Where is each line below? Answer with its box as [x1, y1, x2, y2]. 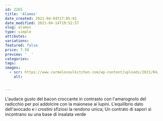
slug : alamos [5, 25, 32, 30]
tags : [5, 61, 16, 66]
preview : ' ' [5, 52, 34, 57]
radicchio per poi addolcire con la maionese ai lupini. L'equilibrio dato [5, 101, 144, 107]
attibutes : [5, 34, 27, 39]
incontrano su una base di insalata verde [5, 111, 86, 117]
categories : [5, 56, 29, 61]
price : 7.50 [5, 47, 29, 52]
